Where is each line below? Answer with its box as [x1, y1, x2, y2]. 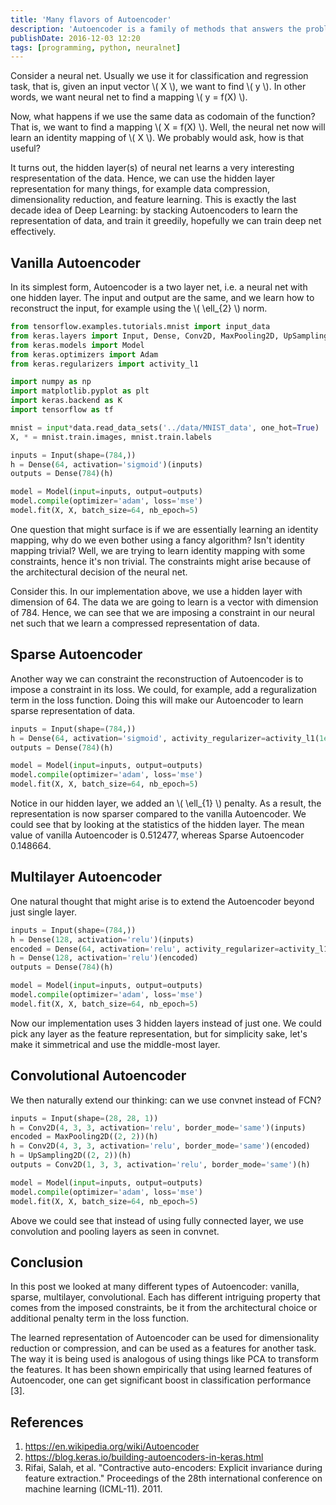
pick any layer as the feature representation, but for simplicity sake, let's [10, 1027, 308, 1040]
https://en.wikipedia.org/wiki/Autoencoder [24, 1441, 200, 1453]
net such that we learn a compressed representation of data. [10, 617, 260, 629]
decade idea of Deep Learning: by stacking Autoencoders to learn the [10, 204, 298, 216]
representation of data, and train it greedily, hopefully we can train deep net [10, 215, 322, 227]
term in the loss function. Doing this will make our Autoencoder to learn [10, 694, 304, 706]
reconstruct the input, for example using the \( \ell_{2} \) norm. [10, 302, 268, 315]
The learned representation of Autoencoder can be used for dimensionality [10, 1332, 320, 1344]
